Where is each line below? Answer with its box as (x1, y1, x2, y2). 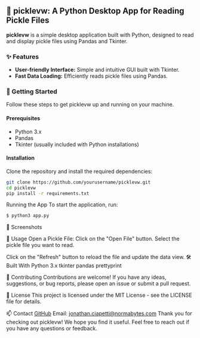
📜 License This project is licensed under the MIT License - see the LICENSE (6, 291, 192, 299)
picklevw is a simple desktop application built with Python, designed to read (6, 31, 194, 38)
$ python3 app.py (6, 213, 50, 219)
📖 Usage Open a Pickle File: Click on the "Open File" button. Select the (6, 235, 180, 242)
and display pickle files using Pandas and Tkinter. (6, 37, 128, 45)
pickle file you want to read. (6, 242, 75, 249)
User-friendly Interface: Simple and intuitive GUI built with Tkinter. (14, 66, 180, 74)
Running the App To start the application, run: (6, 201, 118, 208)
